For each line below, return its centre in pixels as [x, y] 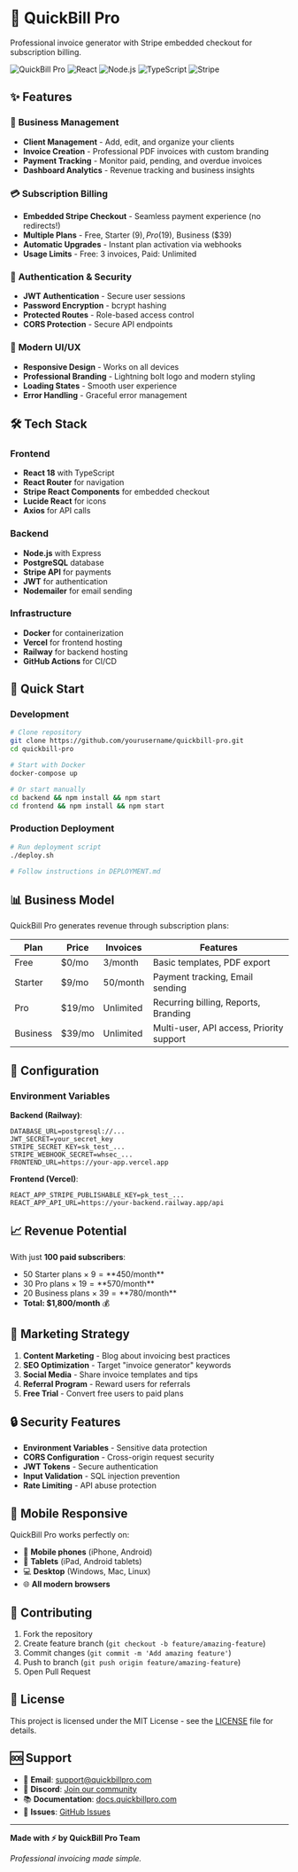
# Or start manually [48, 789]
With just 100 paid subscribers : [68, 1257]
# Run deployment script [56, 847]
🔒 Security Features [65, 1422]
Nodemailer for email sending [77, 591]
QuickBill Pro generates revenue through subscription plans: [119, 926]
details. [23, 1730]
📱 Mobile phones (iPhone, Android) [88, 1552]
